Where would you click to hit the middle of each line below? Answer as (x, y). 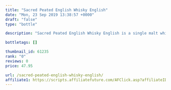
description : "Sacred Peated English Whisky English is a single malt (82, 34)
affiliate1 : (18, 80)
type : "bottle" (21, 24)
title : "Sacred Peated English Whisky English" (57, 10)
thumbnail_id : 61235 (27, 52)
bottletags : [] (21, 43)
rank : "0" (16, 56)
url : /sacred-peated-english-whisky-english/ (54, 75)
